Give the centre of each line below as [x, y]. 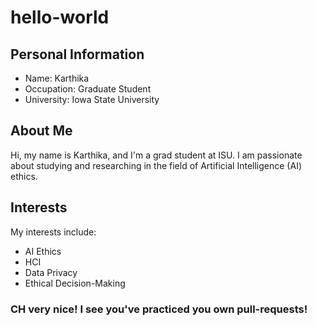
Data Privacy [51, 272]
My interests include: [53, 232]
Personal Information [77, 54]
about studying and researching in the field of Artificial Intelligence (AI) [156, 165]
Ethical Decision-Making [75, 283]
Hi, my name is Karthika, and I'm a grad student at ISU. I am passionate [156, 155]
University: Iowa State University [92, 99]
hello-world [60, 17]
